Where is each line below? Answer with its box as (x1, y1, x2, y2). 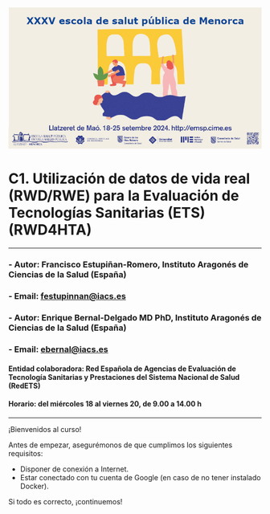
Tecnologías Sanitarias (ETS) (8, 203, 206, 222)
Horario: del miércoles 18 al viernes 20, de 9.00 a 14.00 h (8, 399, 202, 409)
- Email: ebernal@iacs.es (8, 344, 108, 355)
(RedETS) (8, 381, 41, 390)
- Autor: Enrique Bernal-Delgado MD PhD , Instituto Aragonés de (8, 312, 262, 324)
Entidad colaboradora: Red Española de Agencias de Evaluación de (8, 364, 237, 373)
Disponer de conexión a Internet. (19, 464, 129, 474)
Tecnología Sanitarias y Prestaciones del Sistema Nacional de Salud (8, 372, 240, 381)
